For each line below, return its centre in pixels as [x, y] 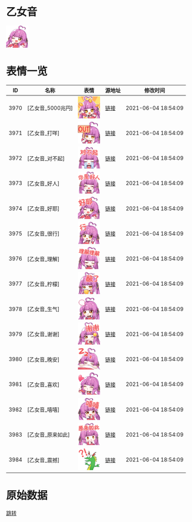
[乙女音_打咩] [44, 133]
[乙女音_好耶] [44, 209]
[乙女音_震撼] [44, 460]
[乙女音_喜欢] [44, 384]
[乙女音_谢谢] [44, 334]
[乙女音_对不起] [46, 158]
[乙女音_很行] [44, 234]
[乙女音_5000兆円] [50, 108]
